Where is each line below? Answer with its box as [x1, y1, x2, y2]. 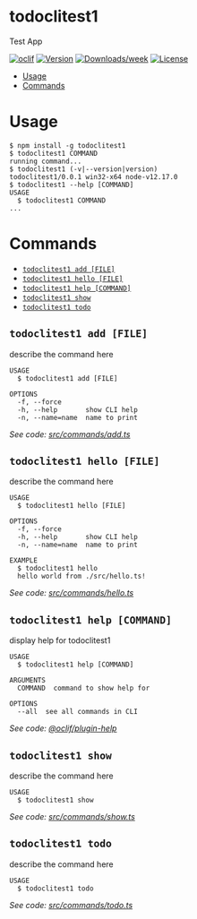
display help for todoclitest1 [9, 635, 111, 646]
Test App [9, 36, 43, 47]
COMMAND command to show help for [17, 683, 150, 693]
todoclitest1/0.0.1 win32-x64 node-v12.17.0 [9, 172, 178, 181]
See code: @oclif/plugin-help [9, 723, 117, 734]
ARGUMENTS [9, 676, 47, 685]
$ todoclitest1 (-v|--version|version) [9, 164, 158, 174]
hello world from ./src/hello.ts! [17, 571, 146, 581]
